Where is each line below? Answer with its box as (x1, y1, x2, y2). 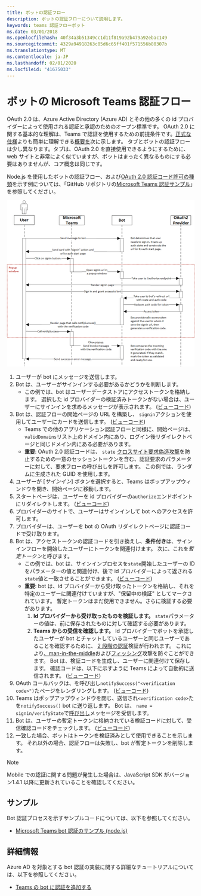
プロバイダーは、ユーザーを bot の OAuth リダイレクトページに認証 (15, 522, 181, 530)
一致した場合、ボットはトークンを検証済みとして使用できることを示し (15, 732, 188, 739)
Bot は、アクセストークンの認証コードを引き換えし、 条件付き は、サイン (15, 537, 193, 545)
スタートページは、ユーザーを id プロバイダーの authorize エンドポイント (15, 493, 193, 500)
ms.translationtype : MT (7, 48, 66, 54)
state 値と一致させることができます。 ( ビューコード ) (24, 574, 153, 582)
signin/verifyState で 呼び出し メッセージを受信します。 (15, 709, 152, 717)
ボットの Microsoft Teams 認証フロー (7, 94, 191, 108)
